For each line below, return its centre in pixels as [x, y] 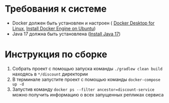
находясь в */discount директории [50, 74]
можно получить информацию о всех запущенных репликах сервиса [88, 94]
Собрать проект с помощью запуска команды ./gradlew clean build [87, 68]
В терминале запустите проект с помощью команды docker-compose [86, 79]
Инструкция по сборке [56, 55]
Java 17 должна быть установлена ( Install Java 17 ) [66, 34]
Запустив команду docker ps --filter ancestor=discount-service [83, 89]
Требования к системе [56, 9]
